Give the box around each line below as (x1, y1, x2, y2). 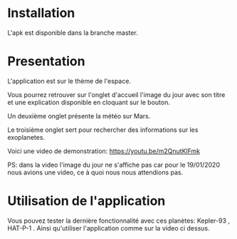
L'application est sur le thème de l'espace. (7, 77, 132, 85)
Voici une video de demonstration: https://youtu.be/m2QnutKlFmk (7, 147, 201, 155)
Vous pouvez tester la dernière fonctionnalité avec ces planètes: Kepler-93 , (7, 216, 230, 225)
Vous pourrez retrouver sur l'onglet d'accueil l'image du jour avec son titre (7, 90, 226, 99)
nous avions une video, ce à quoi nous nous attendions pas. (7, 168, 184, 177)
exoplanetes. (7, 133, 45, 141)
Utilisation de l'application (7, 193, 166, 209)
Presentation (7, 53, 85, 70)
